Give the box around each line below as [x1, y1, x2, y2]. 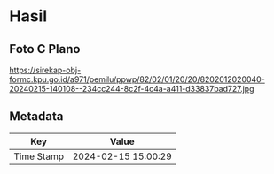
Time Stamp [13, 150, 65, 163]
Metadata [9, 109, 64, 125]
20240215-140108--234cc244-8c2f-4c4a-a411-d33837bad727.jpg [9, 84, 254, 94]
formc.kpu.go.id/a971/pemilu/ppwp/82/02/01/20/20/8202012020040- [9, 74, 266, 85]
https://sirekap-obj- [9, 64, 82, 75]
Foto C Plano [9, 42, 81, 57]
